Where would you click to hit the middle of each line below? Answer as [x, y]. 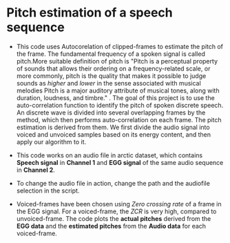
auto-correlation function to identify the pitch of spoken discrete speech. [120, 105]
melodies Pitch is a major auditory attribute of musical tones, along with [118, 90]
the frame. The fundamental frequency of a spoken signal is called [111, 54]
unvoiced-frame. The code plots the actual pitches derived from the [114, 218]
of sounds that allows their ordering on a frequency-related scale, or [113, 68]
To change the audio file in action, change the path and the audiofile [113, 183]
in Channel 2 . [36, 170]
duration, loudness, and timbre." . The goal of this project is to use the [115, 97]
